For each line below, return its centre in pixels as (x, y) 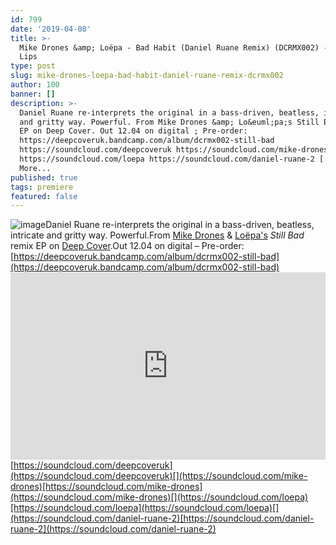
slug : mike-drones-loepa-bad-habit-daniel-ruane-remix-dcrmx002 (147, 76)
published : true (44, 177)
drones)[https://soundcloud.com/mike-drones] (106, 487)
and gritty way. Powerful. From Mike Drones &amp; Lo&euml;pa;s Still (169, 122)
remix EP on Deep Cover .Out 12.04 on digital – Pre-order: (127, 246)
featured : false (44, 196)
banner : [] (33, 94)
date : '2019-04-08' (51, 29)
